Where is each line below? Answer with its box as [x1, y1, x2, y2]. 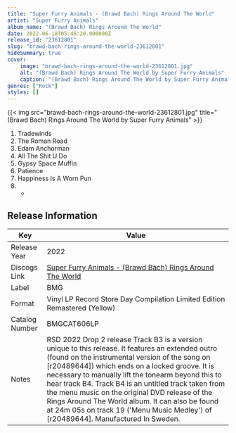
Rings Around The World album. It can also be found [46, 396, 219, 406]
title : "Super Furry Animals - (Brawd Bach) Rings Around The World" [7, 10, 216, 18]
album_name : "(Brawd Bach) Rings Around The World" [7, 23, 162, 30]
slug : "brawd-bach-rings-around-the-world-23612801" [7, 43, 165, 50]
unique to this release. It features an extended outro [46, 343, 218, 353]
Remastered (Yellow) [46, 303, 116, 313]
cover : [7, 56, 27, 63]
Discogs [11, 262, 38, 272]
